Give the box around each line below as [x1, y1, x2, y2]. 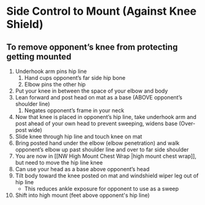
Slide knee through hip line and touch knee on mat [15, 133, 143, 140]
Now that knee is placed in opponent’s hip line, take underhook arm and [15, 114, 197, 120]
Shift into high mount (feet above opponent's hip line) [15, 191, 150, 199]
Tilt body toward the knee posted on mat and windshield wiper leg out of [15, 172, 199, 179]
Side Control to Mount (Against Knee [6, 4, 197, 18]
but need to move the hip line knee [15, 159, 103, 166]
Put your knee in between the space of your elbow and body [15, 87, 168, 95]
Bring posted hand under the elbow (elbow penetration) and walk [15, 139, 180, 147]
